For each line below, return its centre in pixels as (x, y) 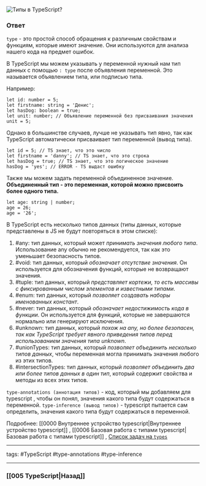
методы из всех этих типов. (51, 380)
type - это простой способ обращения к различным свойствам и (91, 39)
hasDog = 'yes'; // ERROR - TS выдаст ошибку (65, 167)
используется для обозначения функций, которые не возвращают (102, 269)
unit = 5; (19, 122)
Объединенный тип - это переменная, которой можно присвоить (95, 185)
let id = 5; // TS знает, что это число (59, 151)
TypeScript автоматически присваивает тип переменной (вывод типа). (99, 139)
